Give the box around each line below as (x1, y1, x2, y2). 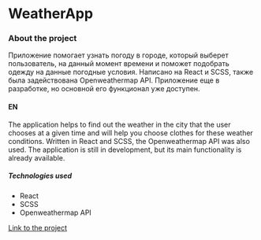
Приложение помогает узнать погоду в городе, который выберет (8, 50, 229, 60)
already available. (8, 153, 65, 162)
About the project (8, 33, 77, 44)
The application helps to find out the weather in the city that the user (8, 120, 231, 129)
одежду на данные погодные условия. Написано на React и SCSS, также (8, 68, 254, 77)
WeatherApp (8, 5, 93, 23)
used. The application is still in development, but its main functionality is (8, 145, 242, 154)
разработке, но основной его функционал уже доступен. (8, 84, 200, 94)
